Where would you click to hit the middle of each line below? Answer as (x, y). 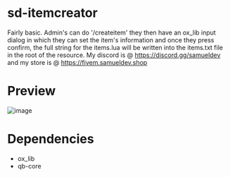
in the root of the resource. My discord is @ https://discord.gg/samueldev (114, 55)
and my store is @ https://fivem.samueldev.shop (77, 62)
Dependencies (51, 139)
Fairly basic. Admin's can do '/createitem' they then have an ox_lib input (111, 32)
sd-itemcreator (53, 13)
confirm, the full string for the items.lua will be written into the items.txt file (115, 47)
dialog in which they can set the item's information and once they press (111, 39)
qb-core (29, 166)
